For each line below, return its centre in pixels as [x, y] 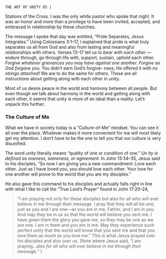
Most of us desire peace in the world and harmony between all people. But [81, 88]
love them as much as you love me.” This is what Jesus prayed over [86, 236]
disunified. [16, 143]
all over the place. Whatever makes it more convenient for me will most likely [83, 133]
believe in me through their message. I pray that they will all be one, [86, 204]
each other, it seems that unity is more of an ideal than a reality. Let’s [75, 99]
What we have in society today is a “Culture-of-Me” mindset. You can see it [82, 128]
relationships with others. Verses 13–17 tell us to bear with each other [76, 52]
